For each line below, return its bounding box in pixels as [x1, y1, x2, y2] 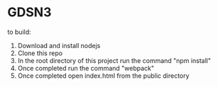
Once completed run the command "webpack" [17, 64, 155, 72]
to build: [7, 28, 32, 36]
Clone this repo [17, 49, 62, 57]
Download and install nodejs [17, 41, 101, 50]
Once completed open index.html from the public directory [17, 71, 190, 80]
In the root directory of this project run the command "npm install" [17, 56, 212, 64]
